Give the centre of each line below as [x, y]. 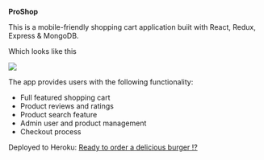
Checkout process [50, 131]
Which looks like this [42, 51]
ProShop [23, 12]
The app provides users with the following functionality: [101, 82]
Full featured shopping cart [65, 97]
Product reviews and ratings [67, 106]
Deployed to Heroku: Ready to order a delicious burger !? [103, 147]
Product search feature [59, 115]
